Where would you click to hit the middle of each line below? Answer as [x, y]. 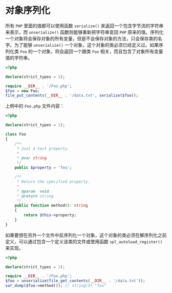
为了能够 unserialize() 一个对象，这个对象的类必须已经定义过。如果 [86, 45]
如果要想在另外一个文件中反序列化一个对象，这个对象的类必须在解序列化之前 [86, 235]
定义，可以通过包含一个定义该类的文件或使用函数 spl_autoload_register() [84, 241]
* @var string [32, 158]
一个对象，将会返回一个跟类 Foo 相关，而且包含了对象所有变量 [98, 51]
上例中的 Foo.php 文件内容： [35, 106]
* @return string [35, 196]
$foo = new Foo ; [23, 91]
